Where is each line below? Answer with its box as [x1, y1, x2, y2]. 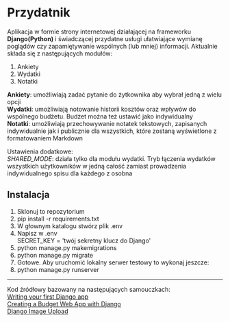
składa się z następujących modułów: [7, 49, 113, 58]
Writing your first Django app [7, 293, 89, 301]
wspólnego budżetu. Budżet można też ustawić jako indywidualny [7, 112, 194, 121]
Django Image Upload [7, 307, 68, 315]
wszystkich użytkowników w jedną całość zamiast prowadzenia [7, 162, 187, 170]
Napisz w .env [16, 229, 57, 237]
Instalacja [7, 189, 50, 201]
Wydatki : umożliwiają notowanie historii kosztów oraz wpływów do [7, 105, 196, 113]
